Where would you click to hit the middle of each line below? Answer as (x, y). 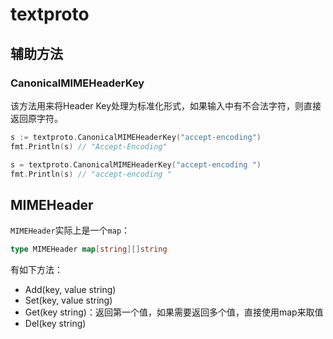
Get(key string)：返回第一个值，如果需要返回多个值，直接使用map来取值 (174, 312)
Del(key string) (55, 324)
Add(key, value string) (70, 290)
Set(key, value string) (68, 300)
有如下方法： (36, 270)
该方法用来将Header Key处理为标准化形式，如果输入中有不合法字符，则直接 (166, 105)
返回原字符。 (36, 118)
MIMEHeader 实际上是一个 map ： (70, 230)
